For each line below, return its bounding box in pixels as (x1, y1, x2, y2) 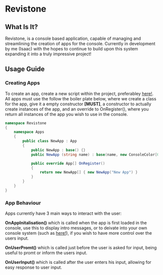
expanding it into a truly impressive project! (5, 51, 92, 57)
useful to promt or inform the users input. (5, 250, 87, 256)
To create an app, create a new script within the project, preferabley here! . (5, 91, 154, 97)
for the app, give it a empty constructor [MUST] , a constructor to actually (5, 101, 151, 107)
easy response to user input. (5, 264, 62, 270)
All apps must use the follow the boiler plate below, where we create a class (5, 96, 157, 101)
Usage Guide (5, 65, 45, 73)
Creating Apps (5, 80, 40, 86)
